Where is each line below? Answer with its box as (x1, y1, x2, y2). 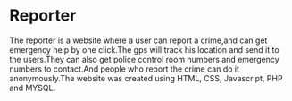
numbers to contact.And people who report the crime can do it (9, 63, 239, 74)
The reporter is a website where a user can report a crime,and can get (9, 35, 268, 46)
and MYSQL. (9, 82, 56, 93)
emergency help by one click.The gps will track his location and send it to (9, 44, 279, 55)
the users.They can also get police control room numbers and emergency (9, 54, 279, 64)
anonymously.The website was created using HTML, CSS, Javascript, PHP (9, 72, 283, 83)
